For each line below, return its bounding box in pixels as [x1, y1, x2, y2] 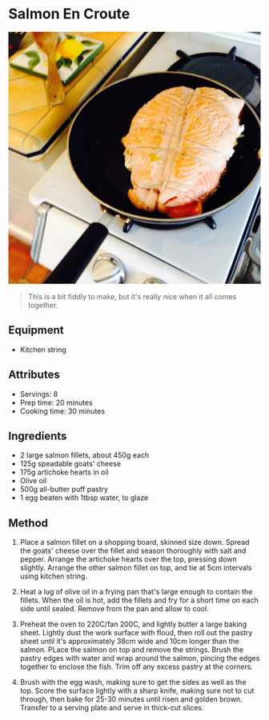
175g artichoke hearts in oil [19, 467, 110, 477]
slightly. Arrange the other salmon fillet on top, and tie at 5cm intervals [19, 563, 252, 573]
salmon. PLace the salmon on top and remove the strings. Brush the [19, 645, 244, 654]
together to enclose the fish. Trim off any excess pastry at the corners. [19, 662, 254, 672]
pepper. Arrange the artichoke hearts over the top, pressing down [19, 554, 238, 564]
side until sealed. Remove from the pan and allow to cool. [19, 604, 210, 614]
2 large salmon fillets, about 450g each [19, 450, 150, 460]
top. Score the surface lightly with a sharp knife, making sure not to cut [19, 686, 255, 696]
